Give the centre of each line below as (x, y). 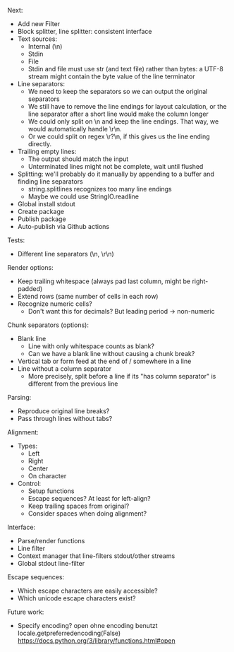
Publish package (42, 219)
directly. (40, 144)
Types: (27, 446)
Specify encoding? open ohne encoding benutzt (87, 626)
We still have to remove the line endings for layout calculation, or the (127, 106)
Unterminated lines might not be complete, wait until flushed (116, 166)
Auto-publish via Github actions (63, 226)
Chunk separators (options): (48, 325)
